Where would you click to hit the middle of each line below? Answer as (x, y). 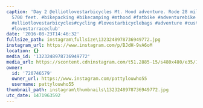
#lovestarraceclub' (36, 28)
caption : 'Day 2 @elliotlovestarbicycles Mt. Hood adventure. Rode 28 (97, 12)
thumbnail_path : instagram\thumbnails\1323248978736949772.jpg (88, 90)
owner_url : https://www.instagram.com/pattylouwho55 (79, 79)
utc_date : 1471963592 (34, 95)
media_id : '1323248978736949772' (48, 56)
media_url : (20, 62)
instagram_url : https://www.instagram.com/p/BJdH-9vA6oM (79, 46)
